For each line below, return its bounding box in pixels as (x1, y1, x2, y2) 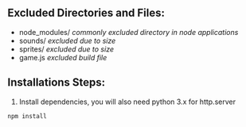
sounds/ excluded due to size (18, 36, 116, 45)
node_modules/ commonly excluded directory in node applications (18, 27, 239, 37)
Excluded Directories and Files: (7, 6, 165, 20)
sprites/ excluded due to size (18, 44, 115, 54)
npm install (7, 112, 47, 120)
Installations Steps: (7, 75, 106, 90)
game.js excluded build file (18, 52, 107, 62)
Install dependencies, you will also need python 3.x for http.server (18, 97, 236, 106)
